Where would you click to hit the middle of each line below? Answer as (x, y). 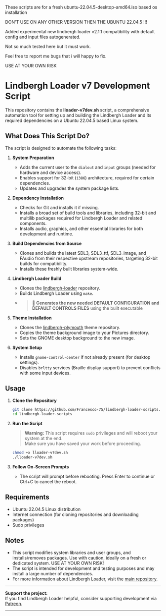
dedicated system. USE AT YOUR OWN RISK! (58, 563)
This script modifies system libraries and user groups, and (71, 553)
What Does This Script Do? (47, 136)
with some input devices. (45, 373)
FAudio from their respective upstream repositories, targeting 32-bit (89, 258)
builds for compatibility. (43, 263)
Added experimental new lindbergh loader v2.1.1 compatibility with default (80, 31)
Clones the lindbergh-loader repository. (60, 288)
